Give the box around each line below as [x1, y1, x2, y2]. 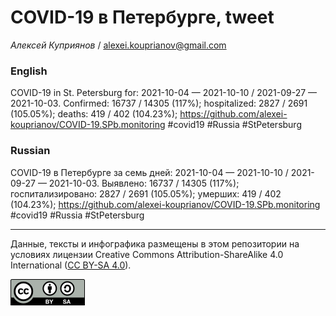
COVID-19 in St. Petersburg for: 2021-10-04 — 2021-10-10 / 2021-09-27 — [10, 87, 318, 99]
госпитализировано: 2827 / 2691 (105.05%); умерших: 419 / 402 [10, 187, 282, 200]
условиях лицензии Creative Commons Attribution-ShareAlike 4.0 [10, 248, 284, 260]
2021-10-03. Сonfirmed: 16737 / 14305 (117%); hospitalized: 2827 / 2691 [10, 97, 308, 110]
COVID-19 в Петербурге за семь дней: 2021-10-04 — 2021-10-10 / [10, 166, 289, 178]
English [10, 64, 48, 78]
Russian [10, 144, 51, 158]
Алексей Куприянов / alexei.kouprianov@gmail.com [10, 39, 227, 51]
